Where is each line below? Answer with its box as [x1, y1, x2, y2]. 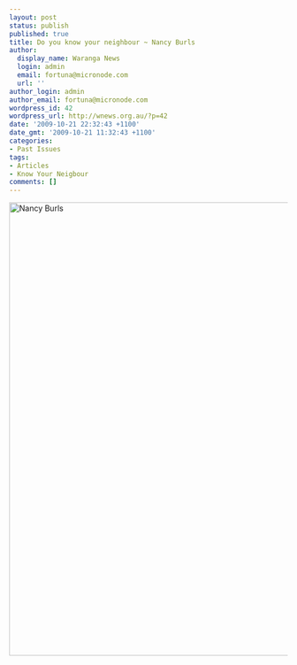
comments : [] [9, 178, 57, 187]
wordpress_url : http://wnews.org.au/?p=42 [9, 112, 168, 120]
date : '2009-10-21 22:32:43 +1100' [9, 120, 141, 129]
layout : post [9, 12, 57, 22]
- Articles [9, 161, 49, 170]
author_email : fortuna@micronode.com [9, 95, 148, 104]
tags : [9, 152, 29, 162]
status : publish [9, 21, 69, 30]
